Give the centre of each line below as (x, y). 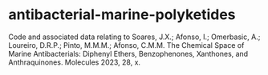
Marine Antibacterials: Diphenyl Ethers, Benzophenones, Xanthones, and (128, 53)
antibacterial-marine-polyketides (122, 15)
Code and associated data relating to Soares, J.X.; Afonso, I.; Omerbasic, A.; (134, 37)
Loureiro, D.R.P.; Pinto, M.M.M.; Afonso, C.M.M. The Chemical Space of (126, 45)
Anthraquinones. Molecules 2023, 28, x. (75, 62)
